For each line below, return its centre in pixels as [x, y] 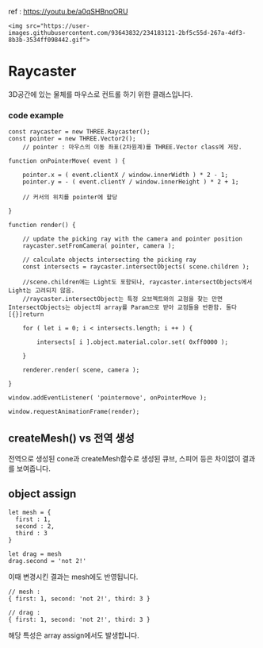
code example [36, 115]
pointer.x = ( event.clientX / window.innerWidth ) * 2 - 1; [125, 175]
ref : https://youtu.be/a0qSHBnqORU [68, 12]
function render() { [42, 226]
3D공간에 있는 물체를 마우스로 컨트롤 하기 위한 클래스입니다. [101, 94]
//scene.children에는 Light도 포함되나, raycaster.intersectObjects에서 [137, 282]
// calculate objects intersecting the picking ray [109, 260]
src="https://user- [58, 26]
